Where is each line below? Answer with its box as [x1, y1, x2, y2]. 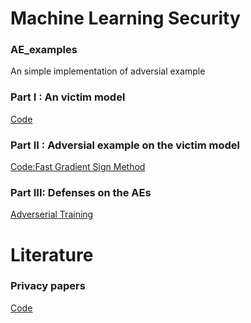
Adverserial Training [10, 208, 94, 221]
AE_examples [10, 43, 78, 57]
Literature [10, 243, 94, 266]
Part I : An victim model [10, 90, 126, 104]
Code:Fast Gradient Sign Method [10, 161, 146, 173]
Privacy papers [10, 279, 86, 293]
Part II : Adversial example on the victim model [10, 138, 240, 152]
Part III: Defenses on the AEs [10, 186, 152, 199]
